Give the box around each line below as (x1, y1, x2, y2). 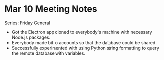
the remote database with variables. (11, 50, 85, 56)
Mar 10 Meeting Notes (4, 3, 97, 15)
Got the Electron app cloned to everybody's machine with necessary (11, 29, 152, 35)
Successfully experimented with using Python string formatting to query (11, 45, 159, 51)
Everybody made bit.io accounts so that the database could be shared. (11, 39, 157, 45)
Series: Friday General (4, 20, 50, 26)
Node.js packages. (11, 34, 51, 40)
